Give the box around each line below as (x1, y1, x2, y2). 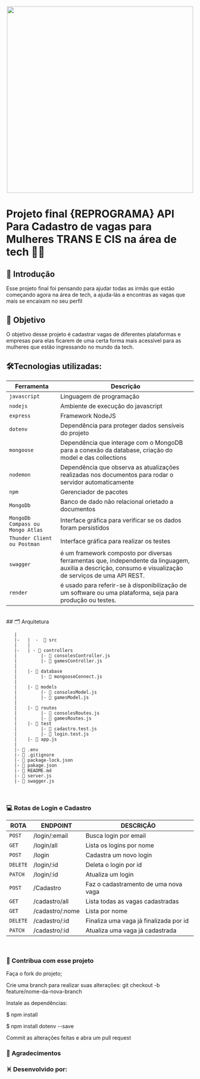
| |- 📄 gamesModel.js (14, 694, 89, 700)
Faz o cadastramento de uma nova (85, 880, 183, 889)
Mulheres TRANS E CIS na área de (6, 233, 177, 246)
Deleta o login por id (85, 860, 142, 869)
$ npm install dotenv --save (6, 1023, 74, 1030)
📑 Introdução (6, 269, 55, 279)
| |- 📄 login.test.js (14, 731, 89, 737)
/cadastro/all (33, 897, 69, 906)
